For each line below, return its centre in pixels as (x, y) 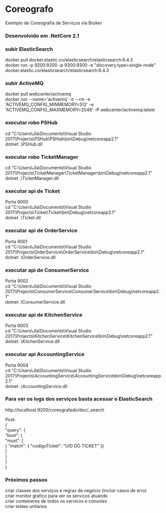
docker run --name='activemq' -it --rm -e (48, 99)
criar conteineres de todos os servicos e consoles (56, 501)
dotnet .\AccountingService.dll (36, 386)
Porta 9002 (17, 281)
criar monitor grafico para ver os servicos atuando (56, 496)
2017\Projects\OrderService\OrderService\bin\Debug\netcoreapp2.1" (75, 252)
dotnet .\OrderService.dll (30, 257)
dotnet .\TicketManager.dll (32, 178)
